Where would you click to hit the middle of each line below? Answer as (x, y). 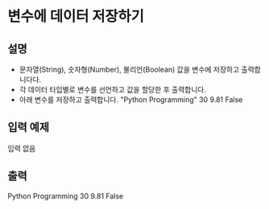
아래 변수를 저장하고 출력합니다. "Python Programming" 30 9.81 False (131, 100)
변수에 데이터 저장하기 (76, 16)
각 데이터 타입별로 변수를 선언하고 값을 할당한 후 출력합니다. (113, 90)
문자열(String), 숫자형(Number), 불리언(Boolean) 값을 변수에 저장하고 (129, 70)
